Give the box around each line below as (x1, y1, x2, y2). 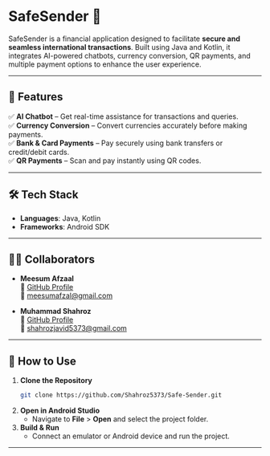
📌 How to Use (8, 354, 76, 368)
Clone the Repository (19, 376, 92, 385)
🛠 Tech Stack (8, 188, 79, 202)
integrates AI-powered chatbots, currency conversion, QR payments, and (8, 51, 251, 60)
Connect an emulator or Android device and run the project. (31, 431, 231, 441)
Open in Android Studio (19, 405, 100, 416)
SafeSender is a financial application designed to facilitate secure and (8, 34, 241, 43)
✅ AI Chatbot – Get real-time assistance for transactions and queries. (8, 112, 239, 121)
